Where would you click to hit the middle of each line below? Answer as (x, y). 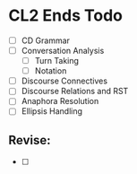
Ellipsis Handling (51, 111)
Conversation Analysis (63, 51)
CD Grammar (46, 40)
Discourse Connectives (64, 81)
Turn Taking (57, 61)
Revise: (30, 140)
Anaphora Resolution (60, 101)
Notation (51, 71)
